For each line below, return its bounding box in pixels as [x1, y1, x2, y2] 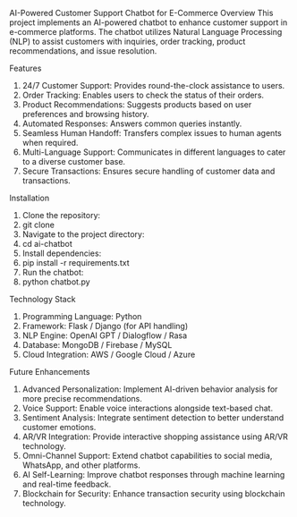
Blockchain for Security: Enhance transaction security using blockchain [21, 488, 285, 499]
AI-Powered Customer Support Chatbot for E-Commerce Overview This [9, 8, 274, 18]
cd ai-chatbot [21, 239, 73, 249]
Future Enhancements [9, 367, 90, 377]
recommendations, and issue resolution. [9, 46, 157, 56]
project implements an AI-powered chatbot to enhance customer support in [9, 17, 288, 28]
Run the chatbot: [21, 267, 84, 277]
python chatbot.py [21, 276, 91, 287]
